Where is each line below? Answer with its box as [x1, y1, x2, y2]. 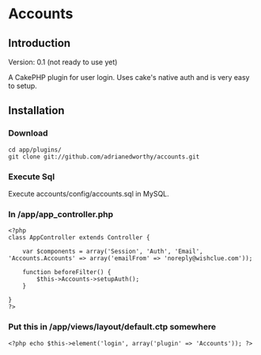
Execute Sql [8, 171, 55, 182]
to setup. [8, 81, 37, 90]
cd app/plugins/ [8, 146, 62, 154]
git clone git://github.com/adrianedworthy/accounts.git [8, 152, 200, 161]
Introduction [8, 36, 71, 50]
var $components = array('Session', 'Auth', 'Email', [22, 247, 203, 256]
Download [8, 128, 49, 139]
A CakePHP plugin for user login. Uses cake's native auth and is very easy [8, 73, 250, 82]
